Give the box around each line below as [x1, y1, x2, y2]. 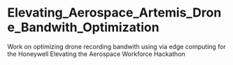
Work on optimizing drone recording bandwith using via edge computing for [7, 42, 226, 50]
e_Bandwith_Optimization [7, 19, 160, 35]
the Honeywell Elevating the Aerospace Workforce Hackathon [7, 50, 185, 58]
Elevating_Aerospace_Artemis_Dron [7, 5, 222, 21]
